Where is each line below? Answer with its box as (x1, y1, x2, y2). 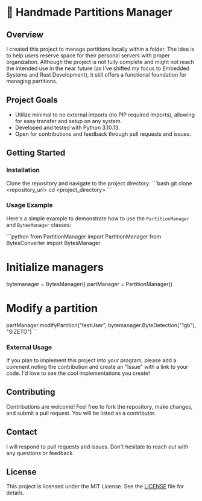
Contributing (6, 387, 55, 397)
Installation (6, 166, 40, 174)
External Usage (6, 343, 52, 351)
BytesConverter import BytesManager (6, 239, 101, 246)
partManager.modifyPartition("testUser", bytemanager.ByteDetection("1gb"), (6, 321, 197, 328)
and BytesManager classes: (6, 221, 72, 228)
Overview (6, 30, 44, 40)
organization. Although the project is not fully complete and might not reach (6, 59, 195, 65)
